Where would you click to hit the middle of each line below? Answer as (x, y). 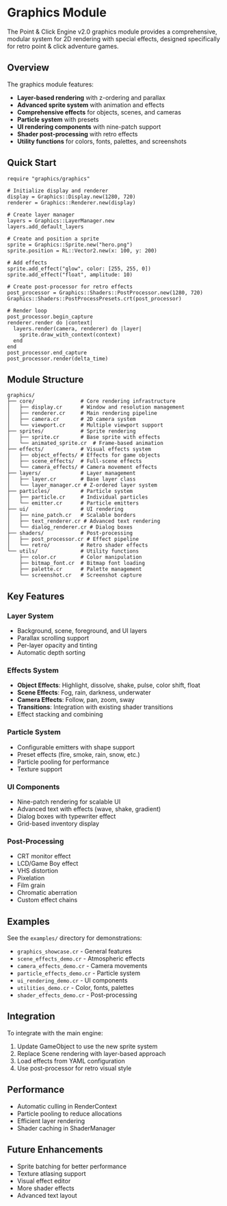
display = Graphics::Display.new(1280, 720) (71, 197)
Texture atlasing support (52, 1173)
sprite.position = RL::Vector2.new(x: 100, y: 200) (82, 251)
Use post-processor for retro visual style (74, 1068)
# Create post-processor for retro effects (70, 287)
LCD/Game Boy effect (48, 864)
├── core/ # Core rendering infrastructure (91, 401)
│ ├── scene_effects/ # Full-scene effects (75, 461)
